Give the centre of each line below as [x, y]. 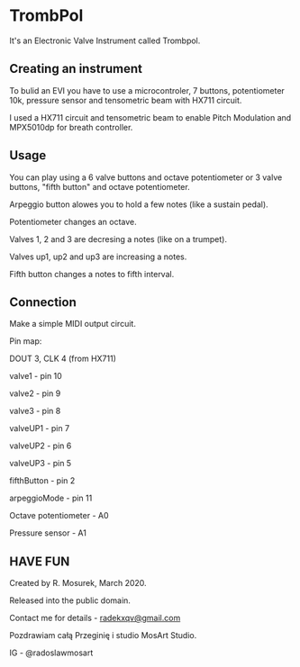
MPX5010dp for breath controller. [71, 127]
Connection [43, 302]
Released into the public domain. [70, 600]
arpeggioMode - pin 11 [51, 498]
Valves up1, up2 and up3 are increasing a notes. [98, 257]
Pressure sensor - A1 [48, 533]
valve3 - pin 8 [35, 411]
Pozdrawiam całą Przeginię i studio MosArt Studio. [103, 635]
